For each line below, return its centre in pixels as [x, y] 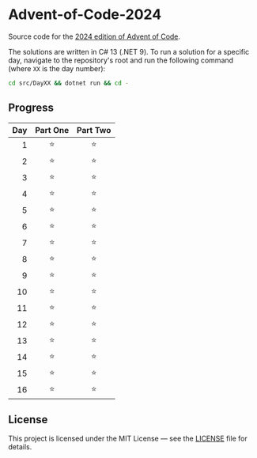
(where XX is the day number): [57, 68]
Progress [31, 108]
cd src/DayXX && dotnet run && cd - [68, 83]
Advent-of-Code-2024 [85, 15]
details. [20, 447]
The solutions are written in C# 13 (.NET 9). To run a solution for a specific [129, 51]
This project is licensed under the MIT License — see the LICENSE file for [128, 439]
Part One [52, 130]
